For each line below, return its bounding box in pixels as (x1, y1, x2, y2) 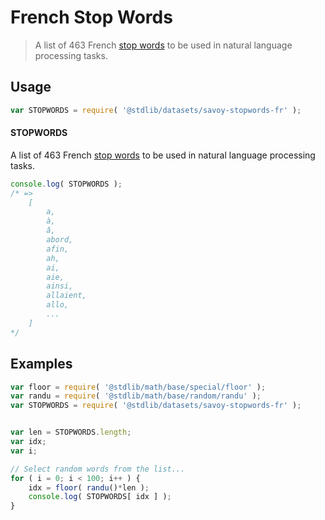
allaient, (46, 291, 87, 301)
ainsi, (46, 281, 74, 291)
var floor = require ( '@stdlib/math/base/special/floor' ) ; (10, 382, 267, 392)
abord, (46, 235, 74, 245)
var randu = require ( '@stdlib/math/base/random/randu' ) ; (10, 391, 262, 401)
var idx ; (10, 437, 47, 447)
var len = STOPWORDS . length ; (10, 427, 132, 438)
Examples (10, 356, 73, 373)
